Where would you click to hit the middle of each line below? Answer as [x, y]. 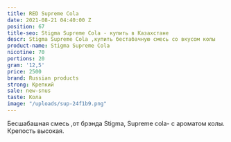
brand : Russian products [43, 78]
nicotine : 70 [26, 53]
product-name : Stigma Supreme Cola [59, 46]
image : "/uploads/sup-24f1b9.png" [57, 104]
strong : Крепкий [31, 85]
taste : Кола [24, 98]
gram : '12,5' [26, 65]
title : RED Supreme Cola [43, 14]
